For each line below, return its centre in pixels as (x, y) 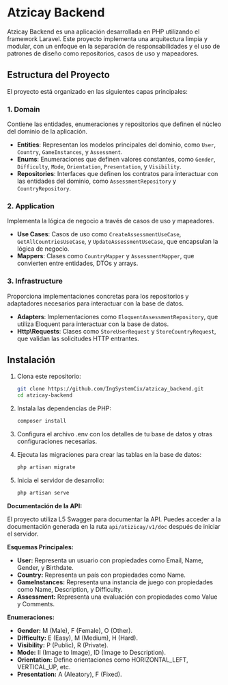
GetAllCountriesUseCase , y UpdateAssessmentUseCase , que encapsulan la (117, 242)
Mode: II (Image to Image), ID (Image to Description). (91, 652)
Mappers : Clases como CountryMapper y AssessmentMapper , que (105, 256)
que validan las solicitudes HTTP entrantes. (78, 338)
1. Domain (24, 109)
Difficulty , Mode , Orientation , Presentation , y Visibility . (99, 166)
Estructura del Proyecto (59, 75)
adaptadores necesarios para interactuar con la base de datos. (96, 303)
